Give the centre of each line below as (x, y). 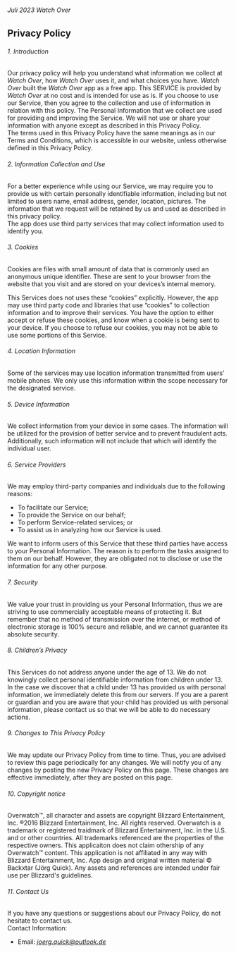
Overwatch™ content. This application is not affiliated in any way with (107, 853)
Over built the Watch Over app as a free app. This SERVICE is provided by (114, 88)
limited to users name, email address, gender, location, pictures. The (107, 201)
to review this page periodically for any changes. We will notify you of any (114, 763)
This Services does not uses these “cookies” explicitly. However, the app (113, 297)
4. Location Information (42, 351)
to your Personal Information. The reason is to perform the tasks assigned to (118, 551)
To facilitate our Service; (53, 508)
